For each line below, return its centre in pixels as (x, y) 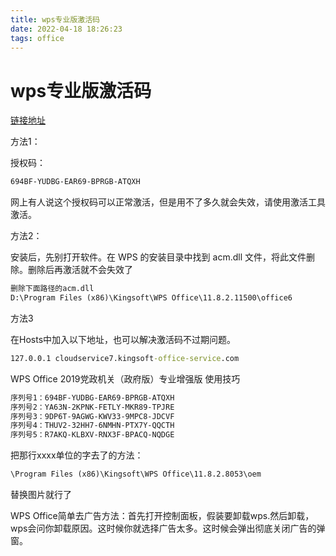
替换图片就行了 (41, 495)
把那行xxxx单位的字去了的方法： (77, 455)
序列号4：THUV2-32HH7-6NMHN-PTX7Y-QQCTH (92, 426)
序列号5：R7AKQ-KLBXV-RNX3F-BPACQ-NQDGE (92, 435)
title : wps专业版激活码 (55, 19)
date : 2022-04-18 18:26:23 (66, 29)
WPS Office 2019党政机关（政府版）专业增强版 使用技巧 (125, 378)
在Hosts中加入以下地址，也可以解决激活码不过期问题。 (123, 339)
